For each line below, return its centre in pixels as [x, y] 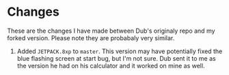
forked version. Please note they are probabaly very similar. [91, 37]
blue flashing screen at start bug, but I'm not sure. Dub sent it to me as [117, 58]
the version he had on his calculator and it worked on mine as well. [111, 65]
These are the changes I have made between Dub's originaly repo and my [111, 31]
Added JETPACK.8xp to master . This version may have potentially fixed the [120, 51]
